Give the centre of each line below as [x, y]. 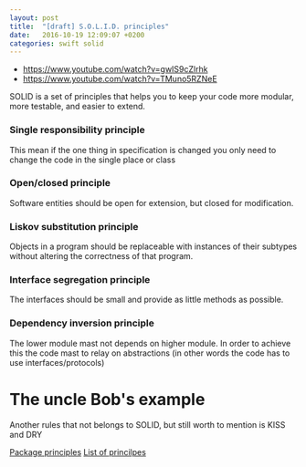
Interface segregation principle [80, 280]
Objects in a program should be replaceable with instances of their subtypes [153, 246]
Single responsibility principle [77, 130]
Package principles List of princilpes [78, 451]
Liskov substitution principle [74, 226]
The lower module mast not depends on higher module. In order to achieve [150, 343]
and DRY [26, 434]
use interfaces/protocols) [57, 362]
